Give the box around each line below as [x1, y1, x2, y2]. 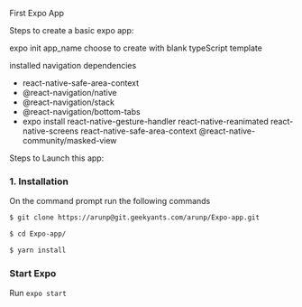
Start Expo [9, 266, 57, 279]
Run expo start [9, 288, 68, 299]
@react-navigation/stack [22, 97, 115, 107]
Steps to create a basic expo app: [9, 25, 134, 35]
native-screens [22, 126, 79, 136]
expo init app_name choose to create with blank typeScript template [9, 42, 263, 53]
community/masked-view [22, 135, 117, 145]
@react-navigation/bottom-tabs [22, 107, 142, 116]
